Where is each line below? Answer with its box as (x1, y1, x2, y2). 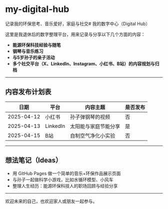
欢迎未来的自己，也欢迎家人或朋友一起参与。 (5, 198, 97, 204)
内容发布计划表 (5, 87, 51, 96)
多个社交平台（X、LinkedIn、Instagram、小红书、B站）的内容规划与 (12, 60, 155, 66)
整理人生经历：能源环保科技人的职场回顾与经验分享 (12, 182, 118, 188)
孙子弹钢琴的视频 (69, 113, 110, 120)
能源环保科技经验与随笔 (12, 41, 61, 48)
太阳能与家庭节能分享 (69, 122, 120, 129)
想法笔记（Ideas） (5, 156, 62, 164)
